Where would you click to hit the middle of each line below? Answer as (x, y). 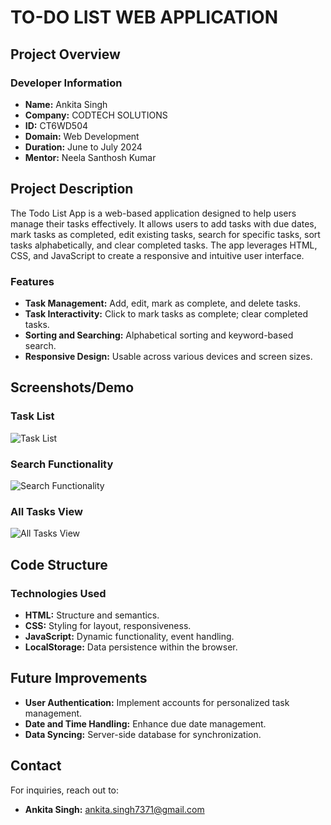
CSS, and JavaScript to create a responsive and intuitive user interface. (157, 255)
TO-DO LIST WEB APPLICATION (144, 17)
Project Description (72, 189)
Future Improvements (79, 678)
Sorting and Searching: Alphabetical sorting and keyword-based (159, 335)
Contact (36, 766)
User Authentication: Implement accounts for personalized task (157, 702)
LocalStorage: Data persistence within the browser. (131, 647)
